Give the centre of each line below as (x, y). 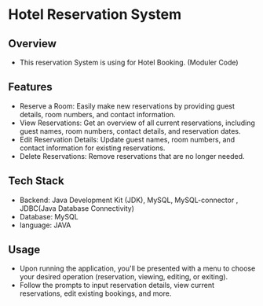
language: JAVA (45, 225)
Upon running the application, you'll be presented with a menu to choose (137, 268)
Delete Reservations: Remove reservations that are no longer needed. (132, 156)
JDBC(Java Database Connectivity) (77, 208)
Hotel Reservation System (95, 15)
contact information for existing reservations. (92, 148)
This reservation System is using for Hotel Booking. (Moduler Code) (129, 62)
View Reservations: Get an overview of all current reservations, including (137, 123)
